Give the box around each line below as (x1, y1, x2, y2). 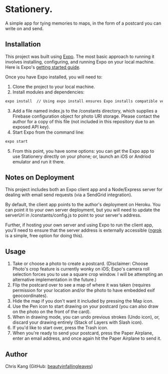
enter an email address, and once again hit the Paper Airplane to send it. (12, 335, 161, 341)
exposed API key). (12, 124, 50, 130)
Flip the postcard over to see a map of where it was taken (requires (12, 282, 151, 288)
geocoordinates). (12, 293, 48, 299)
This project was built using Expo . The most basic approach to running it (5, 53, 154, 59)
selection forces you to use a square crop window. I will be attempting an (12, 271, 163, 277)
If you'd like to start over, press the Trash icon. (12, 325, 108, 331)
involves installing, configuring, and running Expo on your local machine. (5, 59, 155, 65)
